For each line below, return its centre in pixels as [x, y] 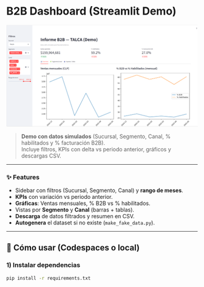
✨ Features [23, 178]
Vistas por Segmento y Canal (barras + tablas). [75, 210]
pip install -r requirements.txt [49, 278]
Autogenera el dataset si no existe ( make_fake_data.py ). [85, 223]
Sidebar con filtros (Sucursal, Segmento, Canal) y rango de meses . [99, 190]
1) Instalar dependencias [43, 265]
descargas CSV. [41, 156]
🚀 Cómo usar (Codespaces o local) [73, 247]
